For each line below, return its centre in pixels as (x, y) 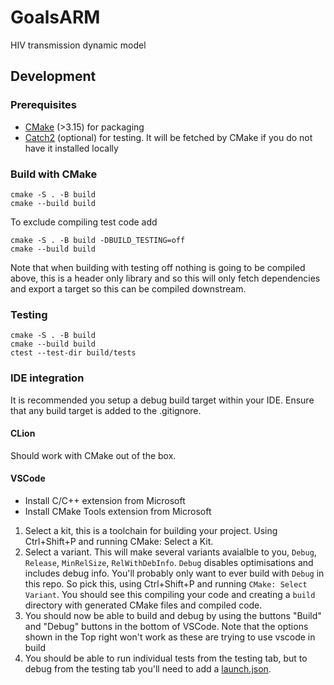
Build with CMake (54, 174)
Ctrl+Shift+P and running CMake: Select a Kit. (119, 541)
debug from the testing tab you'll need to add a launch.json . (148, 668)
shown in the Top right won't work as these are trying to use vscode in (170, 637)
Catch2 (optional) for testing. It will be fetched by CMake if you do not (168, 137)
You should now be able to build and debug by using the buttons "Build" (173, 615)
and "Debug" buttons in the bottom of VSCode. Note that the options (166, 626)
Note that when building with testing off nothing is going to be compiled (158, 267)
